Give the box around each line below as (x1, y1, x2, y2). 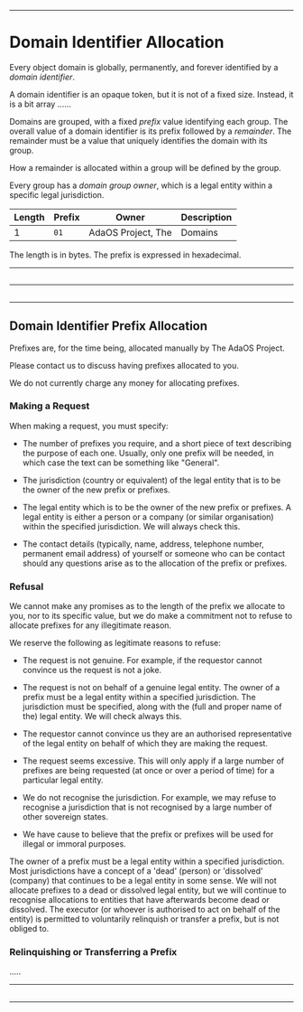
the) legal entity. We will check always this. (22, 711, 182, 722)
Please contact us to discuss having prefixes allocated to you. (9, 360, 239, 370)
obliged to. (9, 923, 50, 934)
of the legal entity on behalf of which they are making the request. (22, 738, 269, 749)
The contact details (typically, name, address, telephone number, (22, 539, 264, 549)
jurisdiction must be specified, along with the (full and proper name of (22, 701, 282, 712)
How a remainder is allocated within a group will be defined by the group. (9, 162, 281, 173)
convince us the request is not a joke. (22, 665, 162, 676)
